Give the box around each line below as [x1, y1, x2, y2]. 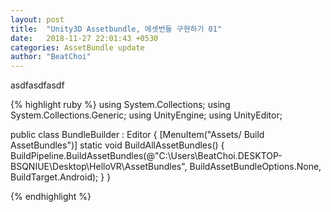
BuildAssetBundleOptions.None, [189, 161, 322, 173]
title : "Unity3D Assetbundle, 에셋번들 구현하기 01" [10, 24, 223, 34]
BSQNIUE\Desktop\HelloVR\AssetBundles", [10, 161, 188, 173]
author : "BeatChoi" [10, 52, 92, 62]
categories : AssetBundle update [10, 42, 145, 53]
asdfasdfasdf [10, 79, 65, 91]
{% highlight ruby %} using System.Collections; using [10, 99, 231, 111]
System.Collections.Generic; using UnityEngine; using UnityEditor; [10, 109, 283, 121]
